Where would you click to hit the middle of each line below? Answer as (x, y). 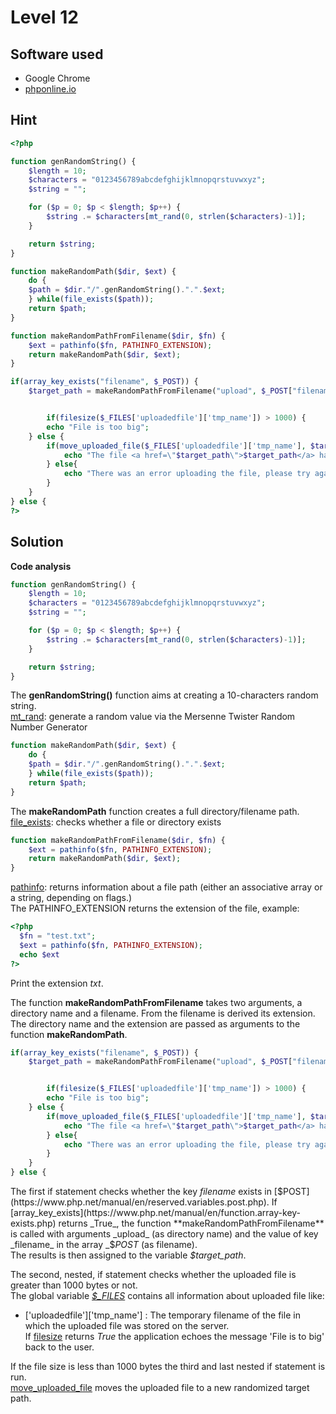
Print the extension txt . (57, 983)
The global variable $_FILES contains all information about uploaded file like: (167, 1295)
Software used (57, 54)
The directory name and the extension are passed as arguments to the (155, 1023)
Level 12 (44, 17)
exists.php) (33, 1223)
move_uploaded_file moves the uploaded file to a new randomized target (160, 1387)
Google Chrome (57, 78)
